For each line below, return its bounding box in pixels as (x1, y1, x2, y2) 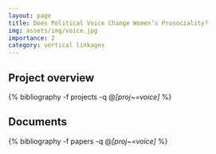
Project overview (8, 71, 95, 85)
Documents (8, 115, 68, 128)
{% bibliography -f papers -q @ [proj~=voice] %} (8, 136, 169, 146)
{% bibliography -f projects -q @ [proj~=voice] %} (8, 92, 172, 101)
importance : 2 (8, 34, 56, 42)
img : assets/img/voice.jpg (8, 26, 98, 34)
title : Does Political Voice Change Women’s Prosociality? (8, 19, 209, 27)
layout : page (8, 11, 52, 20)
